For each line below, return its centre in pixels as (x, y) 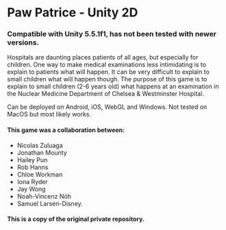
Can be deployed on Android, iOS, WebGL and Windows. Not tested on (107, 107)
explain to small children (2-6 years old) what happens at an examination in (113, 86)
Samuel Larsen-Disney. (50, 203)
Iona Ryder (32, 181)
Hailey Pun (32, 159)
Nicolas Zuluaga (40, 145)
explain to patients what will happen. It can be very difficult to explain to (109, 72)
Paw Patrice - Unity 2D (73, 13)
